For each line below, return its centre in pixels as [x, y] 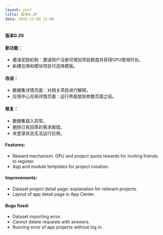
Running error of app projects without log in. [57, 227]
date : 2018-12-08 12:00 [30, 19]
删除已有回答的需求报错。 [38, 127]
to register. [23, 161]
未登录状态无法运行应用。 [38, 133]
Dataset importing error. [37, 217]
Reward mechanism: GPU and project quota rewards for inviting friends [85, 156]
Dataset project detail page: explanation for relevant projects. [75, 189]
